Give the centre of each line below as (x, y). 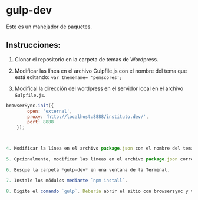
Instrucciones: (33, 45)
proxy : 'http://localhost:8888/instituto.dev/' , (88, 117)
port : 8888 (41, 122)
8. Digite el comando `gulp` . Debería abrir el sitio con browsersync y (97, 191)
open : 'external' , (50, 111)
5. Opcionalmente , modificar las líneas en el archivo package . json (92, 159)
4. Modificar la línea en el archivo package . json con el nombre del (93, 149)
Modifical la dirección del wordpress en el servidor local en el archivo (99, 88)
